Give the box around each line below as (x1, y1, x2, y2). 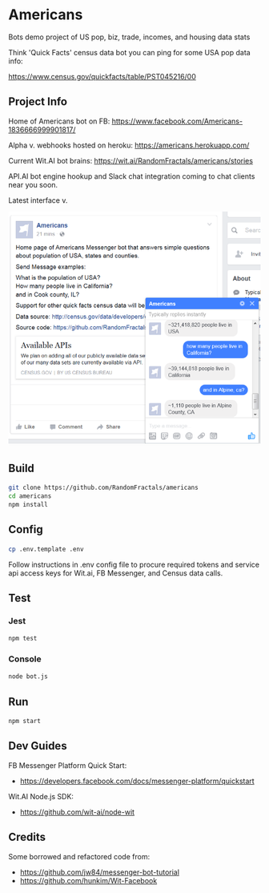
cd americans (8, 492, 52, 500)
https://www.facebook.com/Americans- (111, 116, 243, 126)
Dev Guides (8, 739, 67, 753)
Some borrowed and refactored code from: (8, 851, 151, 861)
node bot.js (8, 673, 48, 681)
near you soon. (8, 180, 58, 189)
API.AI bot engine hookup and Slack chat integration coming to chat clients (8, 171, 255, 181)
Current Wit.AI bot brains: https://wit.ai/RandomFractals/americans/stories (8, 156, 254, 165)
